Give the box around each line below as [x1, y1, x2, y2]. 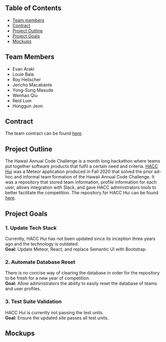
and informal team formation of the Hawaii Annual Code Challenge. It [14, 174, 155, 180]
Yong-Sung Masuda [12, 87, 54, 93]
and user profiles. [5, 286, 41, 292]
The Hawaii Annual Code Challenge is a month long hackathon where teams [5, 158, 161, 164]
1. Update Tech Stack [5, 224, 57, 231]
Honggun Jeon [12, 103, 43, 109]
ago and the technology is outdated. [5, 241, 79, 247]
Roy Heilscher [12, 77, 41, 83]
